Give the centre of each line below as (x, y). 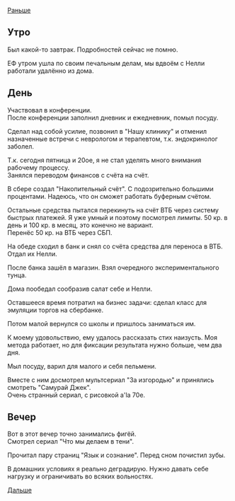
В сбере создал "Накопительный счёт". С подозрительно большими (110, 189)
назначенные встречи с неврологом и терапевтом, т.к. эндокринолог (113, 139)
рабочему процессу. (39, 167)
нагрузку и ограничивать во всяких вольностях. (80, 476)
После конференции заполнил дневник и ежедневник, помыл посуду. (113, 117)
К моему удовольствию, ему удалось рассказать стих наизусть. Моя (113, 337)
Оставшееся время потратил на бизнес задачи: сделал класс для (107, 302)
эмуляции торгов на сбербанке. (56, 310)
